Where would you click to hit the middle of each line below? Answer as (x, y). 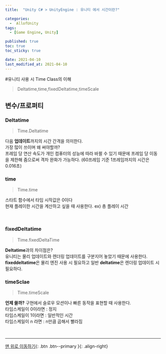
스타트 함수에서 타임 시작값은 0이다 (39, 200)
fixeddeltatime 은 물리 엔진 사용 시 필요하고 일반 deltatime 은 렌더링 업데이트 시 (82, 262)
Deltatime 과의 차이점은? (29, 250)
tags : (11, 28)
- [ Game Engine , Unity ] (34, 33)
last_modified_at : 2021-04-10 (36, 64)
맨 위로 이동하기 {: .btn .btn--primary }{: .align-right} (57, 346)
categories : (17, 19)
